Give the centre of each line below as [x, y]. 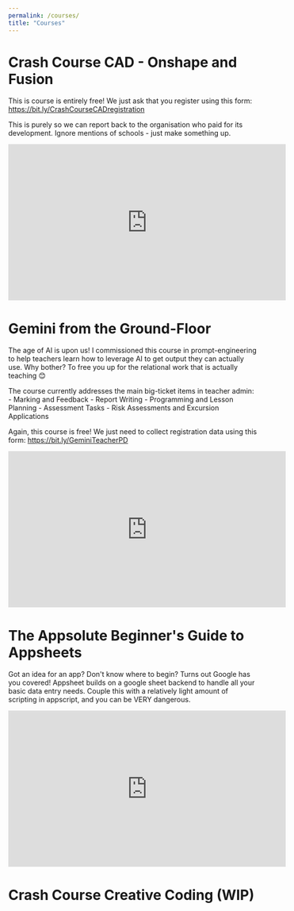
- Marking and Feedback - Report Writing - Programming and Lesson [121, 400]
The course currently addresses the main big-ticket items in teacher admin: [131, 391]
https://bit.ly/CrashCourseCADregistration [76, 110]
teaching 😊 [27, 376]
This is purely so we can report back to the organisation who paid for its [126, 125]
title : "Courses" [37, 23]
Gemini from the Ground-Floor [110, 328]
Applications [29, 417]
